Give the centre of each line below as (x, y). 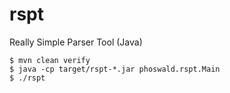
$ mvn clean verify (50, 60)
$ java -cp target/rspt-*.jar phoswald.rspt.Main (115, 69)
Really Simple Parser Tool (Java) (76, 42)
